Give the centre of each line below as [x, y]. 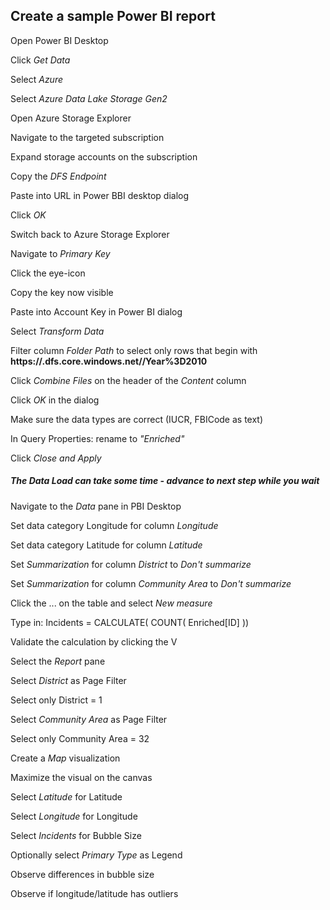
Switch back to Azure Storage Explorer [90, 234]
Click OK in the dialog [55, 400]
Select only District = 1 [56, 700]
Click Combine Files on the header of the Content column [128, 380]
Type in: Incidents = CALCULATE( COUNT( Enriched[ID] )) [130, 622]
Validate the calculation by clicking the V [94, 641]
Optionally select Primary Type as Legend [96, 855]
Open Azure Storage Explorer [71, 118]
